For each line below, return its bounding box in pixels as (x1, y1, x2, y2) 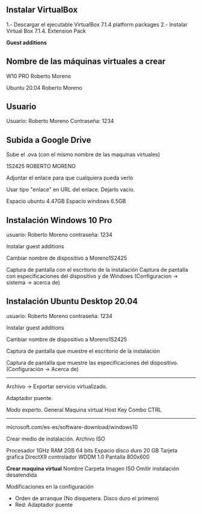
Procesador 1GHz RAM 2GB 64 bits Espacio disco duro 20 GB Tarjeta (6, 447, 178, 454)
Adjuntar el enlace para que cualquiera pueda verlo (6, 174, 133, 181)
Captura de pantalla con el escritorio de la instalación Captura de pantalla (6, 266, 188, 274)
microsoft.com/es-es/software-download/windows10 (6, 423, 138, 430)
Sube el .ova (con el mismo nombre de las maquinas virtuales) (6, 151, 161, 158)
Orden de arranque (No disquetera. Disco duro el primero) (14, 494, 159, 502)
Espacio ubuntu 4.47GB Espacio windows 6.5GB (6, 198, 126, 205)
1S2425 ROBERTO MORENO (6, 163, 76, 170)
